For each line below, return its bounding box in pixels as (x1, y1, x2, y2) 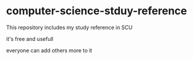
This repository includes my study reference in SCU (6, 24, 132, 31)
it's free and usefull (6, 35, 53, 42)
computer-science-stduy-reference (6, 4, 187, 18)
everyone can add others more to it (6, 46, 93, 54)
